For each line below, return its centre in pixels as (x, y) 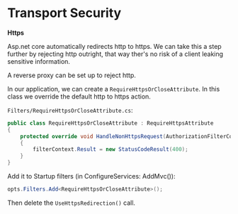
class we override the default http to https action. (79, 96)
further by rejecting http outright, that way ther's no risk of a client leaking (115, 54)
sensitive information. (39, 61)
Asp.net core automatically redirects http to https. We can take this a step (114, 46)
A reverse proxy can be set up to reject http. (72, 75)
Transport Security (64, 13)
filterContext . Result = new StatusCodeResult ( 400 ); (111, 150)
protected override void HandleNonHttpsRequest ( (93, 136)
